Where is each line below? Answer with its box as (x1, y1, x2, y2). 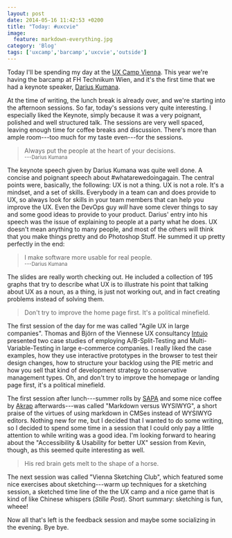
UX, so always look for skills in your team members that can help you (7, 195, 204, 203)
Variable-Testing (7, 344, 54, 352)
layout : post (7, 10, 45, 17)
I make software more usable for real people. (24, 253, 152, 261)
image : (7, 29, 26, 37)
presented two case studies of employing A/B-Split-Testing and (7, 336, 188, 344)
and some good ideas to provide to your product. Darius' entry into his (7, 210, 208, 219)
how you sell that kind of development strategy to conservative (7, 366, 187, 374)
